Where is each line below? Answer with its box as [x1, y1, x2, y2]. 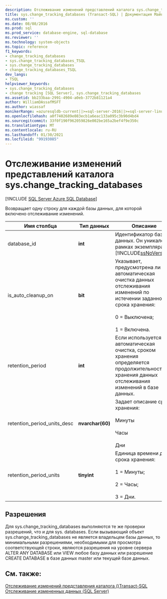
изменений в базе [115, 384, 159, 391]
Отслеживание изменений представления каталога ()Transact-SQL [5, 583, 148, 589]
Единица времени [115, 450, 159, 457]
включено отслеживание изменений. [5, 211, 84, 217]
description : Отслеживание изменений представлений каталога [5, 7, 135, 12]
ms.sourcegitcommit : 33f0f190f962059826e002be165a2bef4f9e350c [5, 118, 139, 123]
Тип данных [79, 222, 109, 229]
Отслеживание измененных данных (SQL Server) [5, 588, 109, 594]
